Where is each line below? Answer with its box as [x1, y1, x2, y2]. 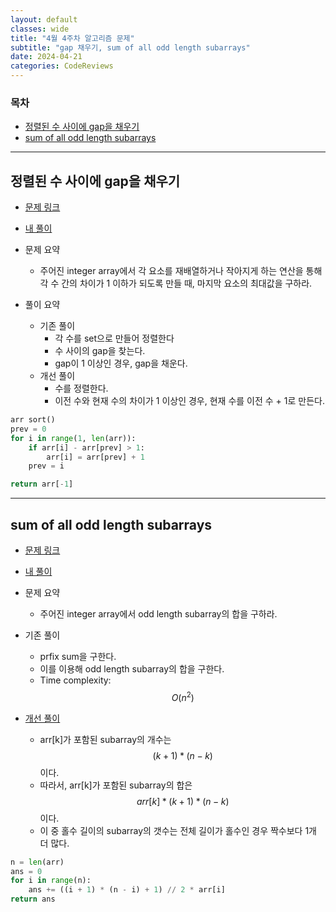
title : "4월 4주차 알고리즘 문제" [10, 33, 135, 43]
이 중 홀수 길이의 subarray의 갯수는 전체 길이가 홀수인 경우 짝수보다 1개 [39, 824, 318, 836]
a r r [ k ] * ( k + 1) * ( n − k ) [136, 795, 230, 807]
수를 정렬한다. [54, 382, 109, 395]
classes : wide [10, 24, 70, 34]
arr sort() [10, 415, 56, 425]
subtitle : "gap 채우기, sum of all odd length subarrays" [10, 42, 251, 53]
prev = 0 [10, 424, 47, 434]
